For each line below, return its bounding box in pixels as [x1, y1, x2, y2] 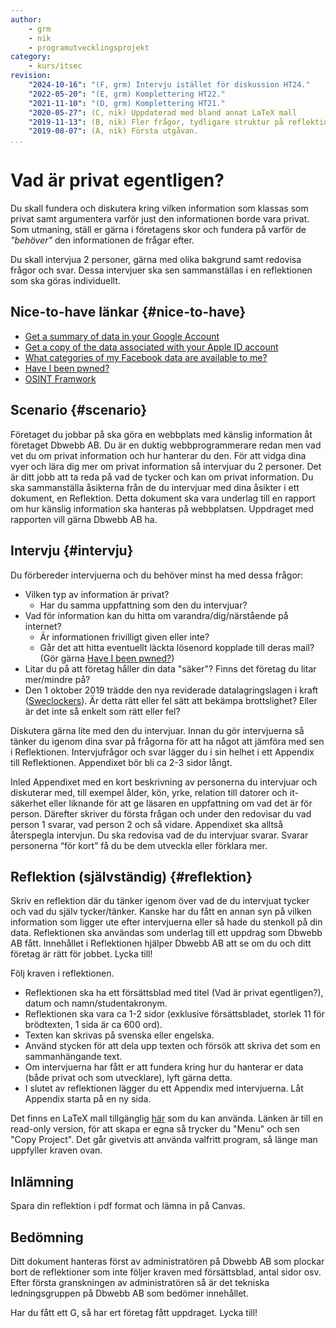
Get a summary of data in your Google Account [24, 330, 220, 342]
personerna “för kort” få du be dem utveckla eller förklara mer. [10, 839, 268, 851]
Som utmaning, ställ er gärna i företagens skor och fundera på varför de [10, 224, 307, 236]
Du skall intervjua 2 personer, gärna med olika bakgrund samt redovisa [10, 254, 302, 266]
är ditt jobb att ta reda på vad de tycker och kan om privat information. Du [10, 471, 314, 483]
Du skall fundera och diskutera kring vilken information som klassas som [10, 202, 309, 215]
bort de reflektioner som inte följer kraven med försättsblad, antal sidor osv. [10, 1266, 322, 1278]
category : [10, 52, 52, 62]
